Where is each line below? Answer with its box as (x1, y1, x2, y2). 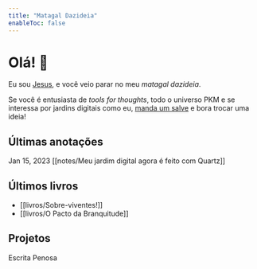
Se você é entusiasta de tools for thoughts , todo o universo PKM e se (8, 95, 236, 104)
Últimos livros (8, 179, 79, 193)
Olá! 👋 (8, 53, 49, 72)
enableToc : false (8, 19, 66, 27)
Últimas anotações (8, 134, 103, 148)
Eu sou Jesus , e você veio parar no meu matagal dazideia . (8, 80, 201, 89)
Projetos (8, 232, 51, 245)
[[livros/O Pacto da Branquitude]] (19, 209, 129, 219)
